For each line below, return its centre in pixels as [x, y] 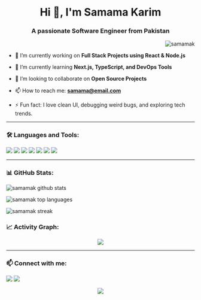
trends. [24, 114]
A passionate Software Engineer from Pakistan [100, 31]
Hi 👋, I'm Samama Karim [100, 12]
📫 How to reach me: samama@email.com [68, 91]
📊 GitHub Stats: [30, 172]
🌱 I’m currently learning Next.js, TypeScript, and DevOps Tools [93, 67]
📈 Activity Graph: [33, 227]
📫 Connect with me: [36, 263]
